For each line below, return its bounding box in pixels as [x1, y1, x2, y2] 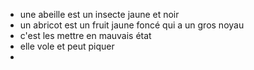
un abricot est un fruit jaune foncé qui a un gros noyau [19, 19, 245, 31]
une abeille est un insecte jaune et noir [19, 9, 180, 20]
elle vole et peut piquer [19, 40, 115, 52]
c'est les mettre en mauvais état [19, 30, 152, 41]
